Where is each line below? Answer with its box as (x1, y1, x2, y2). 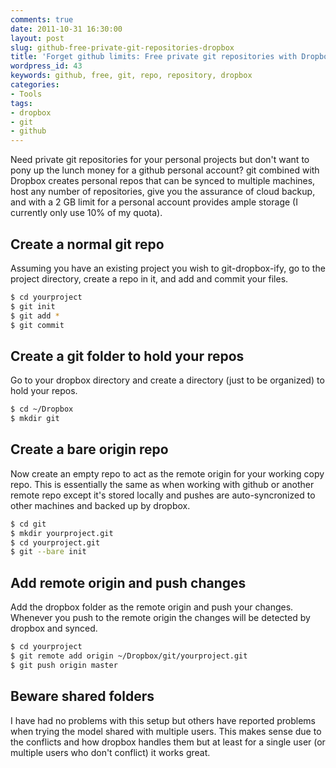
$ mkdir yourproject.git (10, 528, 114, 538)
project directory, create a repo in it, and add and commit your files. (10, 272, 289, 285)
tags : (10, 98, 33, 108)
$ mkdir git (10, 414, 60, 424)
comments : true (10, 14, 74, 25)
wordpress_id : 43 (10, 61, 83, 71)
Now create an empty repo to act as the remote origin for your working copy (10, 467, 325, 480)
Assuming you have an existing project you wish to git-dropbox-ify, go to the (10, 262, 326, 274)
